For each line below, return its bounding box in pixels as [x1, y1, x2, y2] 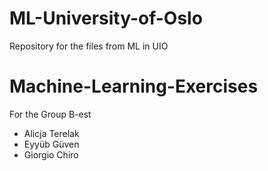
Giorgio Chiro [23, 148, 79, 161]
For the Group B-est [9, 108, 92, 120]
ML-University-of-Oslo [9, 7, 203, 30]
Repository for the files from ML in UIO [9, 40, 169, 52]
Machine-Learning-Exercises [9, 75, 259, 98]
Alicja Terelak [23, 127, 80, 139]
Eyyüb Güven [23, 138, 80, 150]
